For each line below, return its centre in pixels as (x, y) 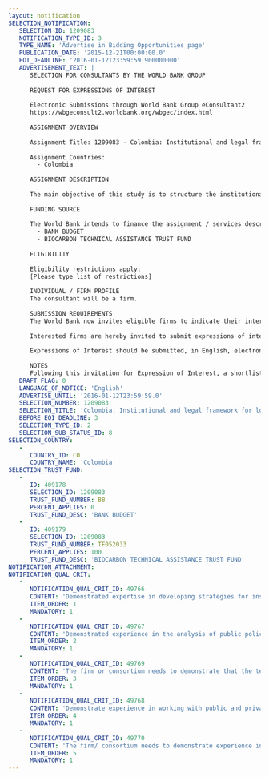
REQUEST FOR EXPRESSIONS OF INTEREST (92, 90)
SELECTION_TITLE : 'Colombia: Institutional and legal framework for (135, 411)
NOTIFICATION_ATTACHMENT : (51, 567)
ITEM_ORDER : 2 (53, 642)
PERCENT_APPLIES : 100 (66, 552)
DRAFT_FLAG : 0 (42, 380)
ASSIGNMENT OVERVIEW (64, 127)
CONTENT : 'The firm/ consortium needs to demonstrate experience (141, 746)
